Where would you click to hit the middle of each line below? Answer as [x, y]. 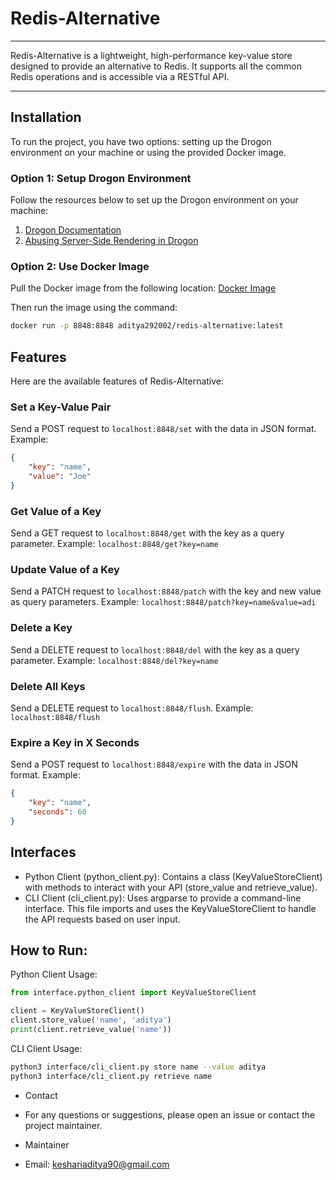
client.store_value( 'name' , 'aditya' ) [91, 1020]
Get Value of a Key [56, 511]
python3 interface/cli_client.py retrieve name [111, 1076]
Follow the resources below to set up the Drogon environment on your [154, 200]
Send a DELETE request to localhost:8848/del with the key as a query [155, 649]
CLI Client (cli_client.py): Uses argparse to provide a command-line [163, 898]
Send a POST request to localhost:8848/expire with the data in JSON [154, 764]
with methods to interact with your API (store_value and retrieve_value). [171, 887]
